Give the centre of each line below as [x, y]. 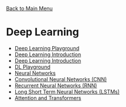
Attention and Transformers [48, 98]
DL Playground [33, 67]
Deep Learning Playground [47, 48]
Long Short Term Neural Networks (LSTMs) [67, 92]
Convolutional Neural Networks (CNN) [61, 79]
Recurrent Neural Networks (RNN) [56, 85]
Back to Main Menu [29, 8]
